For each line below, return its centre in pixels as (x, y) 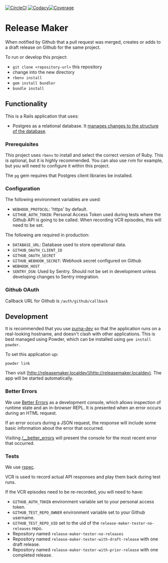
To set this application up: (32, 354)
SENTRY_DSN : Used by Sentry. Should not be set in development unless (84, 271)
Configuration (23, 189)
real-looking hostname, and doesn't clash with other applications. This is (80, 334)
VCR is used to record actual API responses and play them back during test (83, 477)
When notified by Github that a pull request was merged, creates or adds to (83, 42)
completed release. (32, 555)
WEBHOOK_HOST (26, 266)
